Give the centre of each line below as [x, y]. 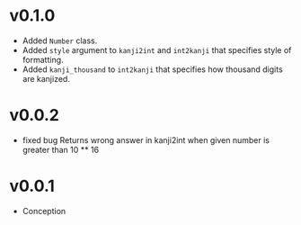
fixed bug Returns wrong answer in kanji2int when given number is [146, 139]
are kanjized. [46, 78]
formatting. [43, 59]
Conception [44, 211]
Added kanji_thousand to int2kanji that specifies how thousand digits [152, 69]
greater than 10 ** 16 [61, 149]
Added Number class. [60, 40]
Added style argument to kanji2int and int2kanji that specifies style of [157, 49]
